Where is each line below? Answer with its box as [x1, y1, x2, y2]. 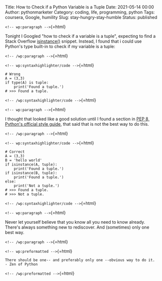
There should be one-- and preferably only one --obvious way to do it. [5, 258, 155, 263]
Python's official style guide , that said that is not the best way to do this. [5, 121, 149, 127]
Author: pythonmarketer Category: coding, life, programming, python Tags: [5, 9, 155, 15]
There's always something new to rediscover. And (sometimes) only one [5, 224, 149, 230]
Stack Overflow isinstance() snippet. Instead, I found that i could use [5, 38, 142, 44]
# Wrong [5, 72, 21, 77]
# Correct [5, 149, 25, 154]
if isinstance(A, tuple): [5, 162, 57, 167]
